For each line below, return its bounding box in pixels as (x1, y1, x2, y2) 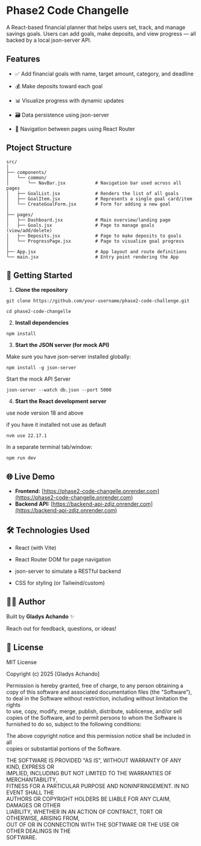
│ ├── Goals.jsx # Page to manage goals (6, 222, 155, 228)
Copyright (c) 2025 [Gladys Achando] (6, 670, 100, 677)
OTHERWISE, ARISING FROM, (6, 814, 80, 822)
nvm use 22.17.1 (6, 433, 47, 439)
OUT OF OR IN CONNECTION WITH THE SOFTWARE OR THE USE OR (6, 821, 179, 828)
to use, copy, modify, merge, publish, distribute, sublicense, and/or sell (6, 708, 182, 715)
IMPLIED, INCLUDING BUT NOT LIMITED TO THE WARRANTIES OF (6, 769, 172, 777)
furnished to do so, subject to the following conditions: (6, 720, 141, 728)
